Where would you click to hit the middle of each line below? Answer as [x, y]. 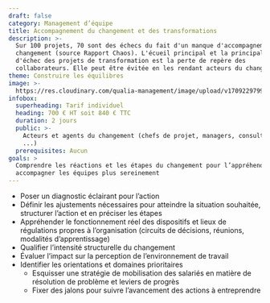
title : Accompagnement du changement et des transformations [113, 31]
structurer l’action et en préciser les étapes [91, 213]
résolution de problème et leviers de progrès [105, 282]
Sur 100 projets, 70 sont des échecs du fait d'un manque [115, 46]
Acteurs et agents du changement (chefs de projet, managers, [129, 135]
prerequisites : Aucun [52, 151]
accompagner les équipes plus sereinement [88, 173]
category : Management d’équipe [61, 23]
